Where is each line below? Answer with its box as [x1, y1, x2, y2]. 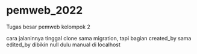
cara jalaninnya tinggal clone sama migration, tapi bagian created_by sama [6, 34, 192, 42]
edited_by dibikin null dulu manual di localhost [6, 41, 120, 48]
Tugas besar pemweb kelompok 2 [6, 23, 90, 30]
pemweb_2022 [6, 4, 83, 17]
